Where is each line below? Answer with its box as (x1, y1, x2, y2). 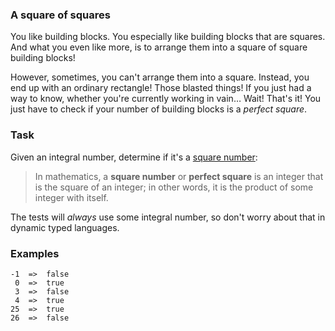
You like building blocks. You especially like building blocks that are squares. (10, 31, 326, 43)
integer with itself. (34, 191, 109, 203)
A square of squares (10, 8, 111, 22)
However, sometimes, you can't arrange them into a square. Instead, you (10, 71, 310, 83)
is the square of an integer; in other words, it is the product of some (34, 181, 314, 193)
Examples (10, 246, 60, 260)
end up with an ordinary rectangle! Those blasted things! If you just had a (10, 82, 312, 94)
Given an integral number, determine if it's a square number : (10, 151, 258, 163)
